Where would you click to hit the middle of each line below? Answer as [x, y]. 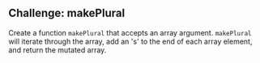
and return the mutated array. [58, 50]
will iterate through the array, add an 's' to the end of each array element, [130, 41]
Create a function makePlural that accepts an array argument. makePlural [130, 32]
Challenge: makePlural [67, 13]
